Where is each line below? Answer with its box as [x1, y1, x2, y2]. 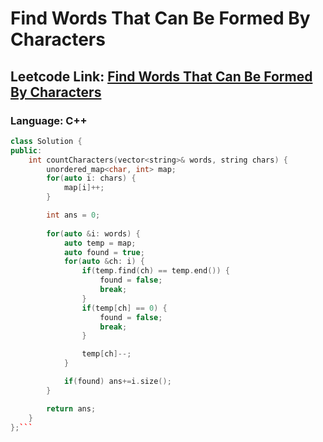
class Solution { [10, 136, 83, 146]
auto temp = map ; [63, 238, 137, 248]
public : [10, 145, 43, 156]
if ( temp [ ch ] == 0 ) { [81, 303, 168, 313]
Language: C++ [10, 113, 88, 127]
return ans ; [46, 403, 97, 414]
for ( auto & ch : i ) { [63, 257, 145, 267]
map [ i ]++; [63, 183, 105, 193]
